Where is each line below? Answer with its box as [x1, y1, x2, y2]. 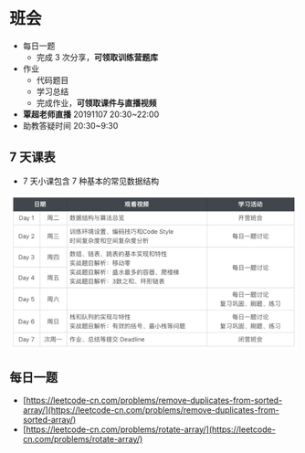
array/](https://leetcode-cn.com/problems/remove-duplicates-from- [22, 404, 280, 416]
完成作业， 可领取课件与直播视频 [36, 97, 157, 108]
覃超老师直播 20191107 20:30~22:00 [22, 109, 160, 120]
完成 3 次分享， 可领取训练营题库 [36, 51, 159, 62]
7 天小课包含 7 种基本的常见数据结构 [22, 175, 160, 186]
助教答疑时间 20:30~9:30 [22, 120, 119, 131]
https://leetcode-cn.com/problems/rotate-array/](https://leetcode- [26, 424, 276, 435]
